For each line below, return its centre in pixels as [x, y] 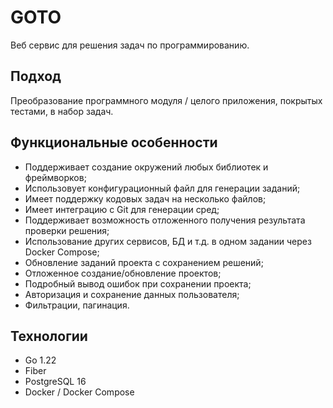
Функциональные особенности [114, 142]
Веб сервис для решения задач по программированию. [130, 45]
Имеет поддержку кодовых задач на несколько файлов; [145, 198]
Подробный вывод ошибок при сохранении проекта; [138, 283]
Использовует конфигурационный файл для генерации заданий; [162, 188]
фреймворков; [55, 177]
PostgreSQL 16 [55, 382]
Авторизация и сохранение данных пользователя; [132, 294]
